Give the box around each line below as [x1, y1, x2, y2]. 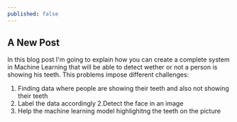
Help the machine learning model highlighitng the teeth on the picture [17, 107, 221, 116]
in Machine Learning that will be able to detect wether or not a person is [7, 63, 218, 72]
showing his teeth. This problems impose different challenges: [7, 70, 189, 79]
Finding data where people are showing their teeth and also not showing [17, 84, 229, 93]
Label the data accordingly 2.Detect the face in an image [17, 99, 184, 108]
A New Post [7, 37, 60, 49]
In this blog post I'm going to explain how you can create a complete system [7, 55, 230, 64]
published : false [7, 10, 59, 18]
